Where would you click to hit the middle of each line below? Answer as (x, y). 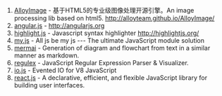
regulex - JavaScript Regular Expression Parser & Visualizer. (101, 63)
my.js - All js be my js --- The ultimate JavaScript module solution (109, 40)
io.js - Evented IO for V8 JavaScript (65, 70)
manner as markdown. (47, 55)
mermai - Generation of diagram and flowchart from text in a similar (112, 48)
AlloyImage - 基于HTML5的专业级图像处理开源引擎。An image (104, 10)
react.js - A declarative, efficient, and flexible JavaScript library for (111, 78)
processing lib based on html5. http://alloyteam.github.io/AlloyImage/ (114, 18)
